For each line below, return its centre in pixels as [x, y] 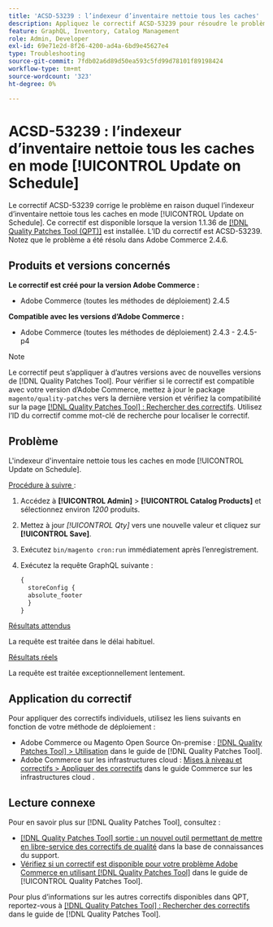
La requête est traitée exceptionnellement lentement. [97, 673]
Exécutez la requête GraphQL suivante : [87, 565]
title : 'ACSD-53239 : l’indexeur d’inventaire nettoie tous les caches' [134, 16]
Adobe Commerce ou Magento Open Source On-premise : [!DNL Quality [141, 743]
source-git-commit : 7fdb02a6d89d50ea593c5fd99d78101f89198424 [116, 62]
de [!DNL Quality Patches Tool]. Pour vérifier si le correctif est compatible [131, 381]
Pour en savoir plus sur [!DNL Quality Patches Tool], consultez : [115, 822]
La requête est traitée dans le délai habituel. [82, 642]
